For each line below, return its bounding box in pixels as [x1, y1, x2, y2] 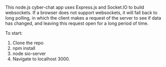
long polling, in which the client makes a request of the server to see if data [5, 15, 161, 21]
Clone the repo [12, 40, 44, 46]
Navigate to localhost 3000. [12, 56, 70, 62]
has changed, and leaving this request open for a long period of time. [5, 20, 149, 26]
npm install [12, 45, 36, 51]
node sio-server [12, 50, 46, 56]
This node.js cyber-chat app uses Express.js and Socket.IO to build [5, 5, 144, 10]
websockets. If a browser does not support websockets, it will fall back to [5, 10, 157, 16]
